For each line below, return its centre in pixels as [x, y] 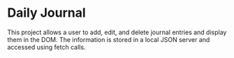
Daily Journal [46, 13]
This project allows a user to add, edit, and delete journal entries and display [117, 32]
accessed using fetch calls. [46, 47]
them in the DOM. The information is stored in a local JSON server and [109, 39]
